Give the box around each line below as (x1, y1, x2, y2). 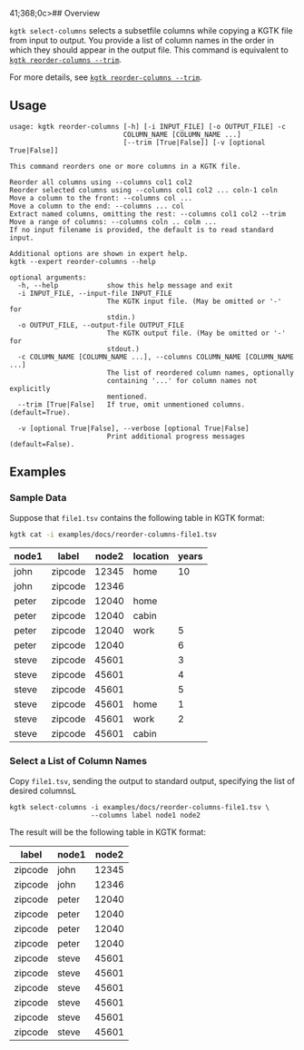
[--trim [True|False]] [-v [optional (123, 138, 266, 147)
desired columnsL (9, 785, 77, 796)
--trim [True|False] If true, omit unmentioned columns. (17, 399, 246, 409)
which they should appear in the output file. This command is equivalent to (9, 44, 289, 55)
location (132, 550, 170, 563)
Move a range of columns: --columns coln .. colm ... (9, 217, 218, 226)
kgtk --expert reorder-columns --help (9, 257, 156, 266)
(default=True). (9, 407, 71, 417)
